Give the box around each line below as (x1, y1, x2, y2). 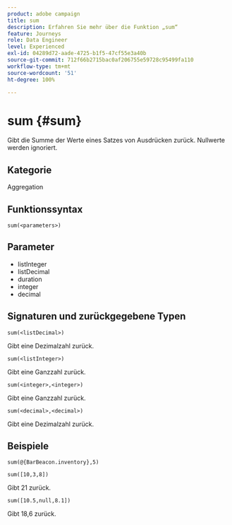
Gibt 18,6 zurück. (7, 509, 56, 518)
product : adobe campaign (7, 10, 80, 18)
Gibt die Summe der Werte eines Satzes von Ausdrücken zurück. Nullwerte (7, 136, 226, 145)
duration (17, 275, 42, 283)
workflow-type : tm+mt (7, 63, 71, 70)
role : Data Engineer (7, 37, 68, 44)
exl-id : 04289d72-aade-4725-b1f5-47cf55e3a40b (7, 50, 147, 57)
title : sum (7, 17, 39, 24)
